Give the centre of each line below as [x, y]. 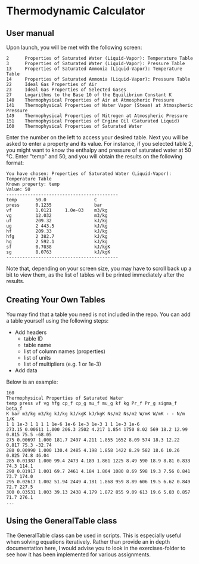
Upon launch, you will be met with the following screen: [74, 47]
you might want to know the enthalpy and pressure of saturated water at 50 [99, 150]
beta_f [14, 408]
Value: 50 [18, 189]
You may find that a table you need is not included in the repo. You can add [98, 314]
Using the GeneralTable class [62, 521]
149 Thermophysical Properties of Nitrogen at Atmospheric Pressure [97, 116]
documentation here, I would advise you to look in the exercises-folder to [96, 548]
